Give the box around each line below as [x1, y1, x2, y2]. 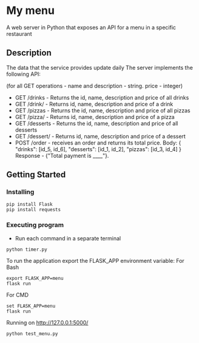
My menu [6, 4, 55, 18]
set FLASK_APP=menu [6, 303, 56, 309]
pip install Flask [6, 202, 53, 208]
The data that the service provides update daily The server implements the [6, 64, 193, 71]
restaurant [6, 30, 32, 37]
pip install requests [6, 207, 61, 213]
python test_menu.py [6, 330, 59, 337]
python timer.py [6, 246, 47, 253]
